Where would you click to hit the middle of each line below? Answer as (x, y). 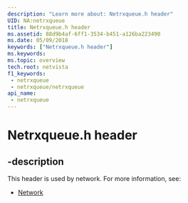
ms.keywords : (27, 54)
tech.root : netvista (38, 67)
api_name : (22, 93)
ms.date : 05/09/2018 (38, 41)
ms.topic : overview (36, 61)
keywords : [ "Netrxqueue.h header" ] (60, 47)
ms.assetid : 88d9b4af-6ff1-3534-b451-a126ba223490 (84, 34)
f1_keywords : (27, 73)
